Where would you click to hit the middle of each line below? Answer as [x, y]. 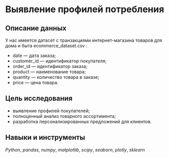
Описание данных [36, 28]
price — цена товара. [35, 83]
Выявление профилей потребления [85, 9]
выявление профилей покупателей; [51, 111]
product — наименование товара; [49, 72]
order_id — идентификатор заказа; [50, 66]
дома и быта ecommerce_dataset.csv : [46, 46]
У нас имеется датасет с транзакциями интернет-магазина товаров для [84, 40]
